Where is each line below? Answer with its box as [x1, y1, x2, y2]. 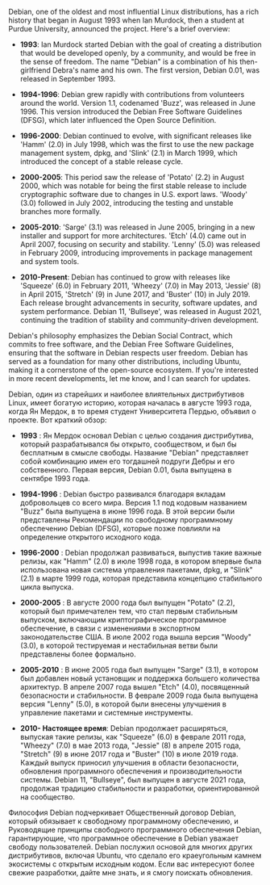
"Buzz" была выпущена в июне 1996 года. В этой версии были [19, 506, 235, 516]
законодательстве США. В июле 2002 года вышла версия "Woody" [19, 632, 251, 641]
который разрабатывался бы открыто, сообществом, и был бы [19, 439, 237, 449]
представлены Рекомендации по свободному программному [19, 515, 234, 524]
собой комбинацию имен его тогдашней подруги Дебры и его [19, 456, 235, 466]
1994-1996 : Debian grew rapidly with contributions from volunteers [19, 90, 245, 99]
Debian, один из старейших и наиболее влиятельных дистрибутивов [8, 389, 244, 399]
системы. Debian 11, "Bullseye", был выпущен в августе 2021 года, [19, 775, 246, 784]
